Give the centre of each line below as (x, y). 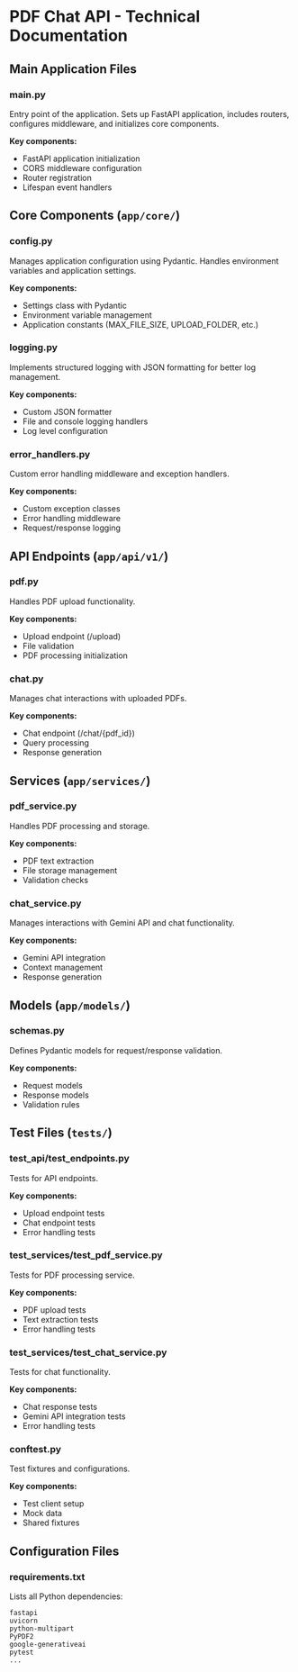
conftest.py (35, 1450)
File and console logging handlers (85, 421)
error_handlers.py (50, 454)
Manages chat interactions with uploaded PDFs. (98, 699)
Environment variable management (87, 315)
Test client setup (53, 1504)
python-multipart (42, 1629)
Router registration (57, 177)
